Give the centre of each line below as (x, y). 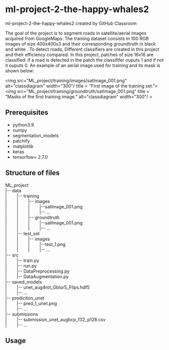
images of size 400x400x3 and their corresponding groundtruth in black (80, 43)
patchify (21, 141)
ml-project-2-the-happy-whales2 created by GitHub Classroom (71, 23)
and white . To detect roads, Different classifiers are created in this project (82, 49)
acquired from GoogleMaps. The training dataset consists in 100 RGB (77, 38)
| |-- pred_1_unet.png (31, 303)
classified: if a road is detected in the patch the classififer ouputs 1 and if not (84, 60)
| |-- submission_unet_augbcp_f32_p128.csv (55, 319)
